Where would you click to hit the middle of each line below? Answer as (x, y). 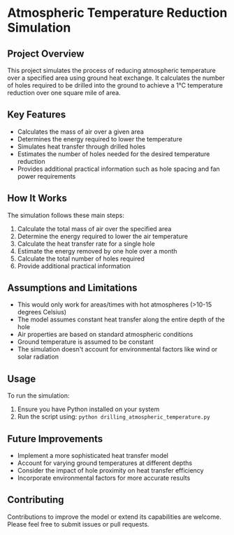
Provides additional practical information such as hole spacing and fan (118, 169)
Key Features (37, 114)
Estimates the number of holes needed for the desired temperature (114, 154)
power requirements (46, 176)
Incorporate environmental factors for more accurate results (104, 478)
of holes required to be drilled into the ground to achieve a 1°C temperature (115, 85)
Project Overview (46, 54)
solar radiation (38, 357)
